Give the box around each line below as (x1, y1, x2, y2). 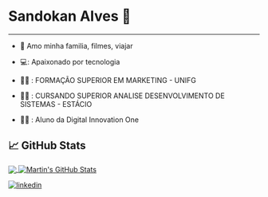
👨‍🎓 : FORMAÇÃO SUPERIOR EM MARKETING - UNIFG (19, 75, 197, 85)
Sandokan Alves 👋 (8, 7, 132, 26)
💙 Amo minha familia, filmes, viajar (19, 41, 133, 50)
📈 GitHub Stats (8, 139, 86, 152)
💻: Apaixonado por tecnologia (19, 57, 120, 66)
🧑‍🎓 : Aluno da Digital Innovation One (19, 115, 140, 124)
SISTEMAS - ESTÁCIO (19, 99, 93, 108)
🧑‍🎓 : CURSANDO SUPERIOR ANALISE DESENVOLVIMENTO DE (19, 91, 225, 100)
